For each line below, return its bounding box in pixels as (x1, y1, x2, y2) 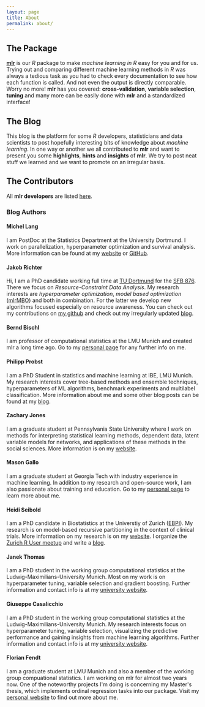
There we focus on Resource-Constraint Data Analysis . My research (6, 284, 179, 291)
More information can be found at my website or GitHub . (6, 249, 149, 257)
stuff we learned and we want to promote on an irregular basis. (6, 159, 165, 165)
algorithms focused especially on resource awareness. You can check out (6, 303, 193, 311)
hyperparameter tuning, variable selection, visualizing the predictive (6, 627, 178, 634)
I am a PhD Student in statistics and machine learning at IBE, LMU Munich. (6, 371, 194, 379)
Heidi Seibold (6, 506, 41, 513)
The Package (6, 43, 58, 53)
